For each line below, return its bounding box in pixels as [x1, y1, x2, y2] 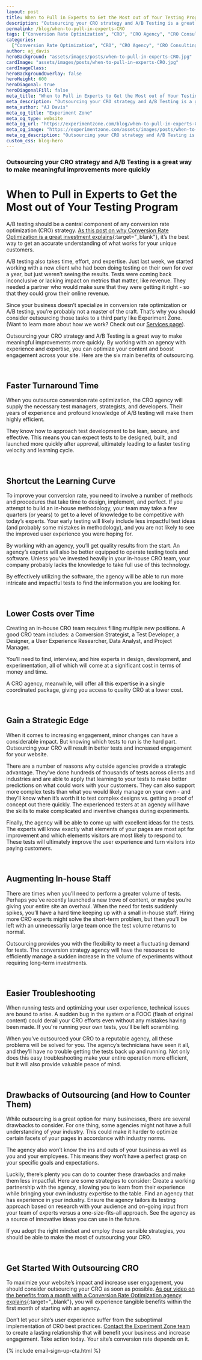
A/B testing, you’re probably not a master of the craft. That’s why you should [6, 308, 195, 315]
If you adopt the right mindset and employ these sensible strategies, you [6, 1227, 186, 1235]
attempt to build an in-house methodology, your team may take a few [6, 505, 177, 512]
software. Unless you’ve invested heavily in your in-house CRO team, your [6, 555, 191, 562]
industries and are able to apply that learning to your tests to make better [6, 775, 187, 782]
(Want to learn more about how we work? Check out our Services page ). [6, 320, 186, 327]
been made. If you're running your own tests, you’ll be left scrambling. [6, 1023, 180, 1031]
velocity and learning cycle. [6, 447, 75, 454]
